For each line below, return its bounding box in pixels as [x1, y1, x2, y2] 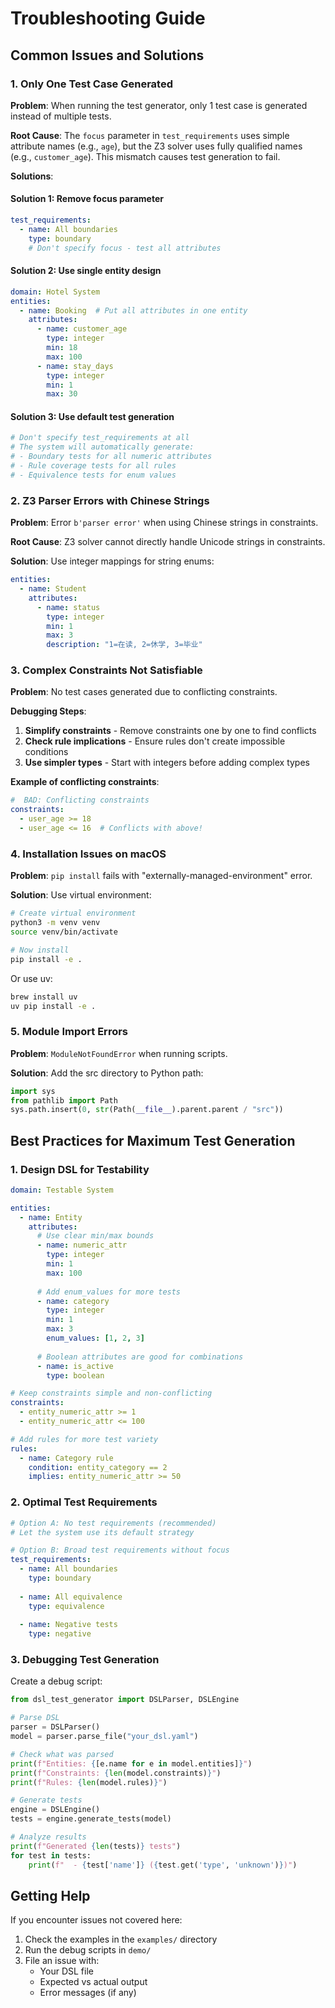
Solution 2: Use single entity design [10, 265, 162, 277]
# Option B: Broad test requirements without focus [10, 1545, 230, 1556]
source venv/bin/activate [10, 927, 118, 937]
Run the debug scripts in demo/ [24, 1944, 152, 1956]
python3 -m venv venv [10, 918, 101, 928]
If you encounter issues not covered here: [10, 1914, 183, 1926]
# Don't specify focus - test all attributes [28, 243, 222, 253]
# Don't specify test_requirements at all [10, 433, 190, 443]
